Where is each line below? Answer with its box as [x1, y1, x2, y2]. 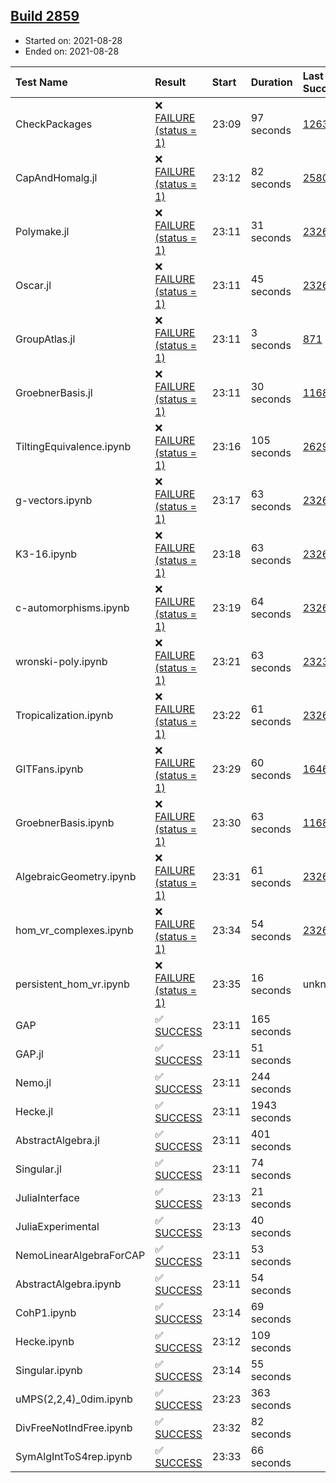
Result [154, 75, 187, 89]
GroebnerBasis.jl [15, 385, 93, 399]
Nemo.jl [15, 1075, 52, 1089]
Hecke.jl [15, 1104, 54, 1118]
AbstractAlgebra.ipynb [15, 1277, 122, 1291]
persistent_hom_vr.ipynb [15, 977, 130, 991]
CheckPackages [15, 117, 93, 131]
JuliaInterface [15, 1190, 80, 1204]
